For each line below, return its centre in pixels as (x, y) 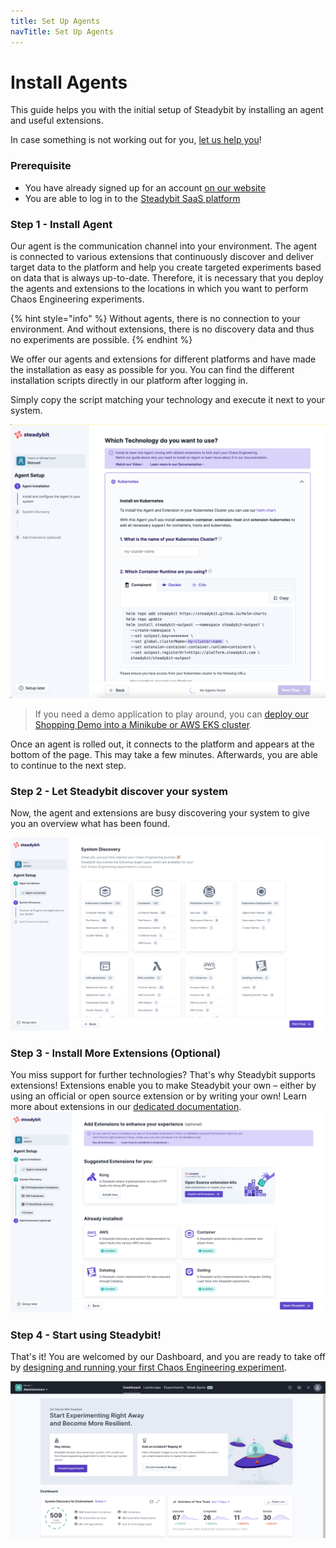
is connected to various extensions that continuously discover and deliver (162, 257)
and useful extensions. (57, 121)
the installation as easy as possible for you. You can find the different (152, 370)
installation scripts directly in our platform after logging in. (129, 381)
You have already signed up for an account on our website (145, 187)
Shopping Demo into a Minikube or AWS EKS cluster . (143, 725)
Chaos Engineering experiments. (77, 299)
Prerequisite (41, 166)
